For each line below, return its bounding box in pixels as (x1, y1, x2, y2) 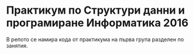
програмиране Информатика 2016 (6, 16, 189, 30)
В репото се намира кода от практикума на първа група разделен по (6, 36, 184, 43)
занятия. (6, 42, 28, 49)
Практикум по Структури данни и (6, 4, 185, 17)
